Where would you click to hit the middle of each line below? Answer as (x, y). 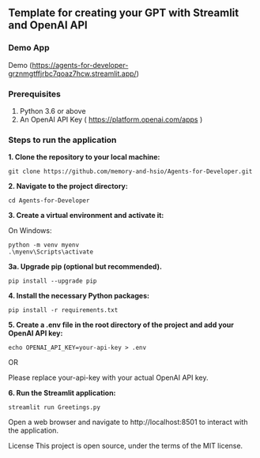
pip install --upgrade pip (53, 281)
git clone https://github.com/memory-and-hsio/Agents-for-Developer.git (130, 172)
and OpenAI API (48, 26)
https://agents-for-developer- (80, 65)
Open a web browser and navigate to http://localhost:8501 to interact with (128, 422)
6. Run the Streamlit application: (62, 393)
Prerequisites (34, 94)
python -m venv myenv (44, 245)
